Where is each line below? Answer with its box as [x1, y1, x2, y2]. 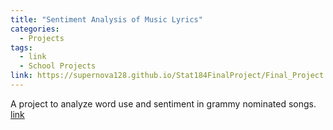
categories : [10, 24, 60, 34]
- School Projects [19, 61, 97, 71]
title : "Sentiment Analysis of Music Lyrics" [10, 14, 203, 25]
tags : [10, 42, 33, 53]
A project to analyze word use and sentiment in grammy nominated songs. [10, 97, 317, 110]
